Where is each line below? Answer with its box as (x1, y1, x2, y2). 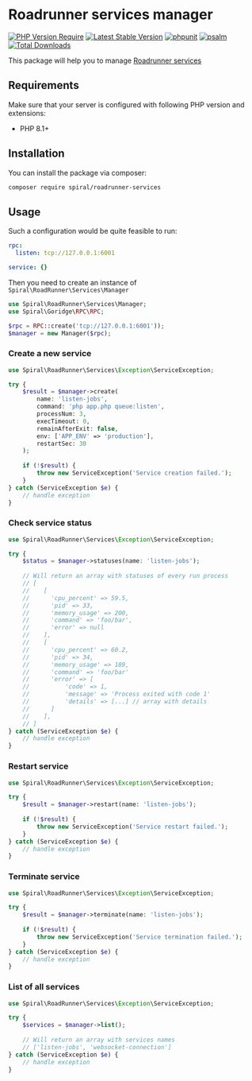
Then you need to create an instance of (8, 277, 137, 287)
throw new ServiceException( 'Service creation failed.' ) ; (36, 469, 232, 478)
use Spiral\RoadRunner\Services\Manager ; (8, 300, 147, 308)
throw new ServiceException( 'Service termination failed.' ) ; (36, 932, 243, 941)
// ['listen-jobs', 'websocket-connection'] (22, 1043, 172, 1051)
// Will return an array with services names (22, 1036, 176, 1044)
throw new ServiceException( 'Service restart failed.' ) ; (36, 823, 228, 831)
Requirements (8, 79, 79, 92)
